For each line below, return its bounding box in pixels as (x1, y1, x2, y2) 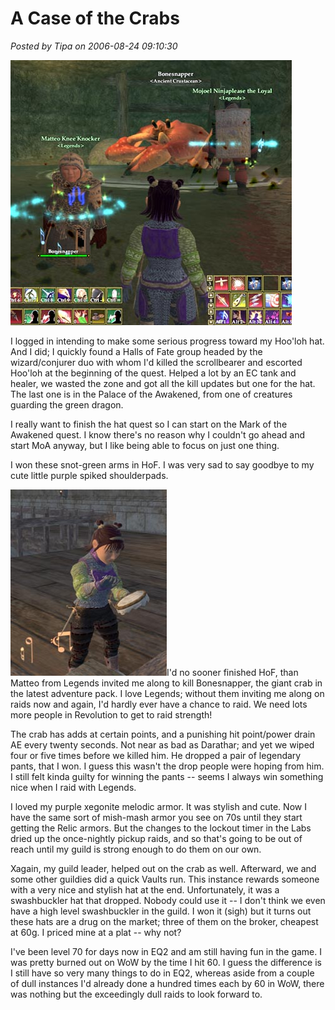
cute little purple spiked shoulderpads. (10, 469, 169, 481)
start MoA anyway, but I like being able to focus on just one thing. (10, 439, 280, 451)
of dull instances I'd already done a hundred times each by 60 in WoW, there (10, 977, 325, 989)
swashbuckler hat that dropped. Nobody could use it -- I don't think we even (10, 894, 326, 906)
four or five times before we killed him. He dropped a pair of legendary (10, 749, 302, 761)
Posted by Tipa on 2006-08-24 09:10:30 (10, 40, 178, 52)
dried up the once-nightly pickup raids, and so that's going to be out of (10, 832, 303, 844)
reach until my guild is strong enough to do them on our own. (10, 843, 262, 855)
